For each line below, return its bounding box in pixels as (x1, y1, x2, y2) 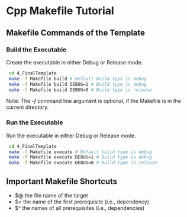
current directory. (6, 103, 49, 111)
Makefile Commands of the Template (6, 28, 146, 38)
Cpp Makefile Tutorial (6, 4, 114, 18)
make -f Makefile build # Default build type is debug (8, 76, 147, 82)
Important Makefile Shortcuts (6, 176, 118, 186)
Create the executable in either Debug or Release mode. (6, 59, 143, 66)
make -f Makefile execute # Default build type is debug (8, 149, 152, 155)
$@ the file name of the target (14, 192, 89, 199)
